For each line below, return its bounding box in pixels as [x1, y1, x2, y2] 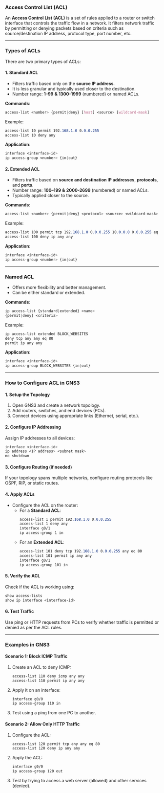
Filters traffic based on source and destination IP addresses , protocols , [12, 177, 158, 183]
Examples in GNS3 [5, 641, 50, 648]
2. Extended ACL [5, 166, 40, 172]
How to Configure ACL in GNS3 [5, 379, 80, 386]
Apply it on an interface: [12, 687, 61, 693]
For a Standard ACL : [19, 507, 61, 513]
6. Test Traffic [5, 608, 34, 615]
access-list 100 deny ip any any [5, 234, 73, 240]
